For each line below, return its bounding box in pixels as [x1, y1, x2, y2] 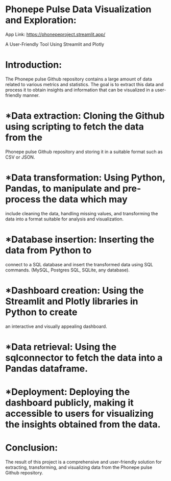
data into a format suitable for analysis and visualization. [5, 216, 124, 222]
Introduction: [5, 59, 62, 71]
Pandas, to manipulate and [5, 183, 121, 194]
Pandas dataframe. [5, 363, 88, 374]
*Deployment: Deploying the [5, 386, 130, 397]
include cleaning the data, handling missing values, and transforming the [5, 210, 158, 216]
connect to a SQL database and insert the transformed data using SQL [5, 261, 153, 267]
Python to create [5, 306, 78, 318]
